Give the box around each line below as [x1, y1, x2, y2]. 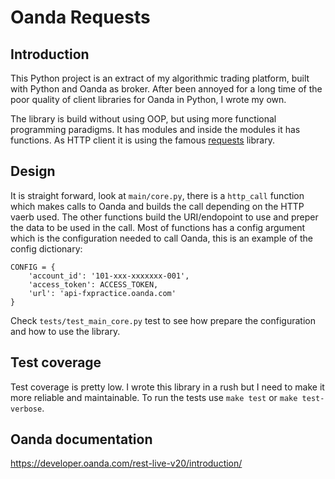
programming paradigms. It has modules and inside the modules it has [10, 124, 301, 135]
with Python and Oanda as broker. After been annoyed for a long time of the [10, 83, 323, 95]
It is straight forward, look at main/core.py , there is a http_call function [10, 189, 305, 201]
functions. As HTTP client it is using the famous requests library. [10, 134, 275, 146]
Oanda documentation [10, 431, 153, 448]
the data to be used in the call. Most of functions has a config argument [10, 221, 306, 233]
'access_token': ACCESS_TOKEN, [28, 279, 159, 290]
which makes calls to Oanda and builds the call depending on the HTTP [10, 200, 305, 212]
